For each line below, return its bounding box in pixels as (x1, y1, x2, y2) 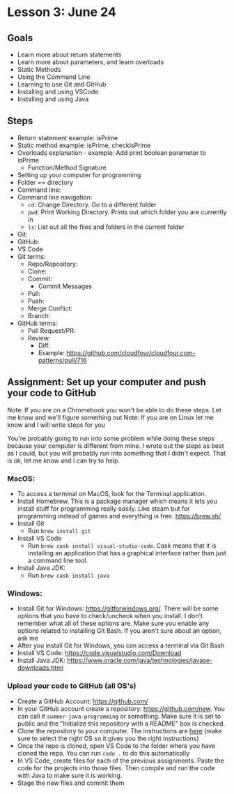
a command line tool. (27, 556, 88, 564)
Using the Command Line (17, 73, 91, 81)
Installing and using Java (17, 95, 89, 103)
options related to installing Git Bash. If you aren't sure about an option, (17, 627, 221, 635)
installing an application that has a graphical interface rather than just (27, 548, 226, 557)
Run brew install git (27, 526, 91, 534)
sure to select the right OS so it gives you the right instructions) (17, 734, 200, 742)
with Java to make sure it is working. (17, 771, 123, 779)
